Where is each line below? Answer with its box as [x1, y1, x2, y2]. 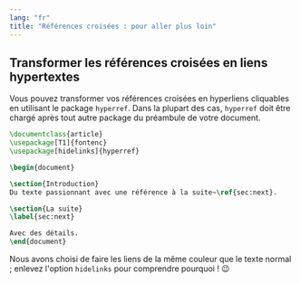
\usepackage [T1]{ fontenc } [9, 138, 107, 147]
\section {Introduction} [9, 179, 100, 188]
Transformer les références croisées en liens [9, 55, 268, 71]
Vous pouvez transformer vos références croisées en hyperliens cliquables [9, 93, 290, 104]
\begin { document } [9, 163, 75, 172]
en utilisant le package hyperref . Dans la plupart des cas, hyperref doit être [9, 103, 292, 114]
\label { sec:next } [9, 212, 75, 222]
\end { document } [9, 237, 67, 247]
